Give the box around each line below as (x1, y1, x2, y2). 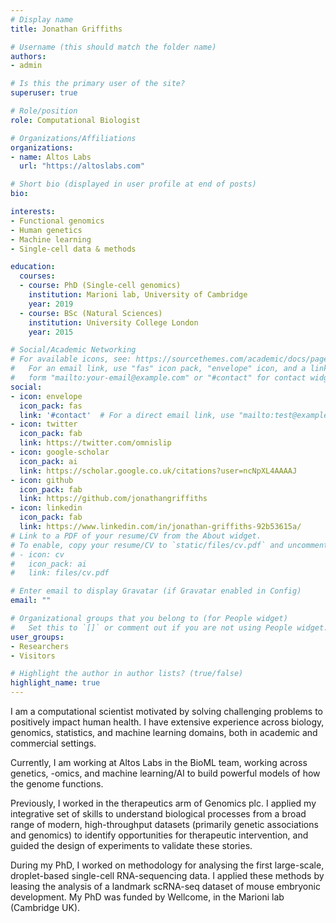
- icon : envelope (10, 391, 83, 401)
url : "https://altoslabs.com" (19, 161, 145, 171)
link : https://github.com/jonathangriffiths (19, 494, 208, 504)
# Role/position (10, 106, 78, 116)
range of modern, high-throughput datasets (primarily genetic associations (10, 819, 319, 830)
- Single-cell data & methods (10, 244, 137, 254)
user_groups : (10, 632, 65, 642)
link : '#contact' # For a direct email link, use (19, 410, 235, 420)
